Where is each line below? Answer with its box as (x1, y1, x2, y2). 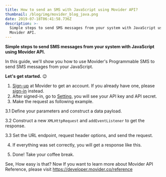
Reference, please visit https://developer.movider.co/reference (5, 166, 133, 172)
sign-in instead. (12, 88, 44, 94)
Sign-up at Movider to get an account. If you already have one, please (12, 83, 155, 89)
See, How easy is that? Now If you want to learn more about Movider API (5, 161, 153, 167)
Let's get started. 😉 (5, 73, 47, 79)
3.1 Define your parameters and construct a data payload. (5, 108, 122, 114)
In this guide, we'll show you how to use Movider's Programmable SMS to (5, 59, 155, 64)
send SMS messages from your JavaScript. (5, 64, 93, 70)
